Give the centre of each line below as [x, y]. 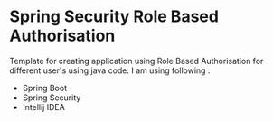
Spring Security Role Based [114, 17]
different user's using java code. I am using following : [110, 70]
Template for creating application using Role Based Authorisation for [136, 60]
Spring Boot [45, 88]
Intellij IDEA [43, 107]
